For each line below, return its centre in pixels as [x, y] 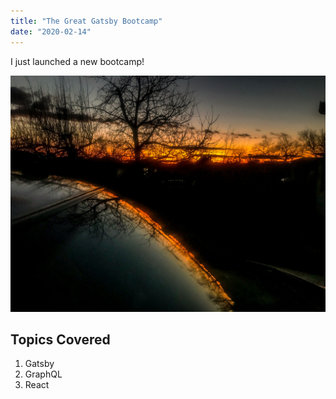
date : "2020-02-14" [51, 31]
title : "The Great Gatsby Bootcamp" [86, 21]
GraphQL [43, 374]
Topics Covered [60, 339]
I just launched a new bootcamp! [77, 61]
